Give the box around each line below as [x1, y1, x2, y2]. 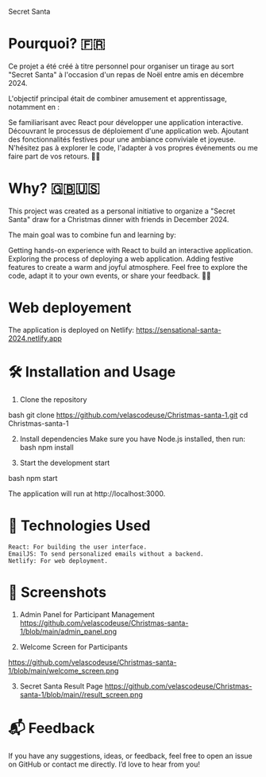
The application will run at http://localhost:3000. [8, 489, 166, 498]
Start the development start [19, 458, 110, 467]
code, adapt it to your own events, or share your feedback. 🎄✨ [8, 271, 212, 280]
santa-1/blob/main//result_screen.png [19, 689, 143, 699]
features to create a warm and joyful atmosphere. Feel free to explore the [8, 262, 248, 271]
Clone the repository [19, 394, 87, 404]
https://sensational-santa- [136, 325, 222, 334]
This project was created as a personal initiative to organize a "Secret [8, 206, 236, 216]
